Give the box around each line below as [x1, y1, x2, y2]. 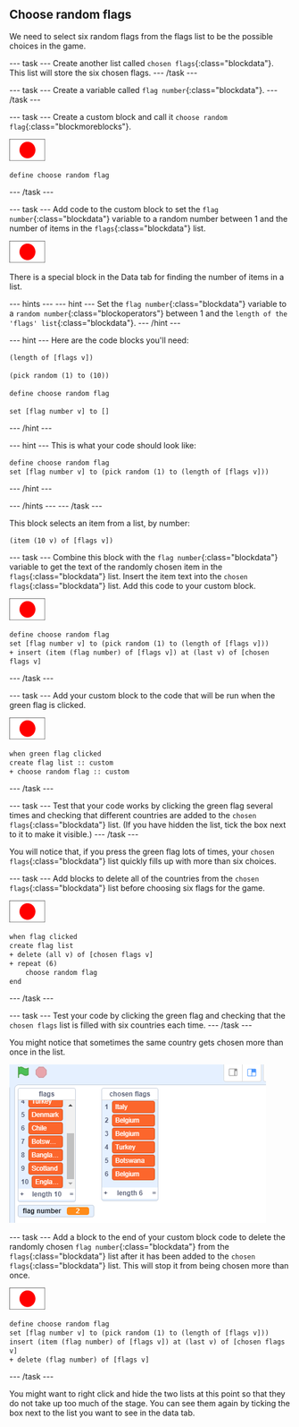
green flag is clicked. [9, 699, 87, 710]
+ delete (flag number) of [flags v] [9, 1355, 150, 1364]
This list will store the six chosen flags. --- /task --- [9, 67, 198, 78]
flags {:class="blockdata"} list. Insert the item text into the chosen [9, 570, 248, 581]
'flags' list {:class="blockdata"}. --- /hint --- [9, 317, 181, 328]
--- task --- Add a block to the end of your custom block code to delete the [9, 1231, 286, 1243]
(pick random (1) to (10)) [9, 371, 110, 380]
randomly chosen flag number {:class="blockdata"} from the [9, 1241, 229, 1252]
